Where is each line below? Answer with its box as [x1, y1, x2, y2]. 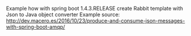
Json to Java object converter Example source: [6, 11, 120, 18]
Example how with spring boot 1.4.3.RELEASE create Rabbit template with [6, 5, 183, 12]
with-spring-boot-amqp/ [6, 23, 66, 30]
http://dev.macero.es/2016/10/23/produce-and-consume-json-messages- [6, 17, 186, 24]
